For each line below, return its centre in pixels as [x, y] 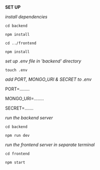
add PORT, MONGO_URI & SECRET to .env [48, 79]
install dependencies [26, 17]
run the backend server [29, 118]
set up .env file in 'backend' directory [43, 61]
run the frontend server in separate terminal [50, 145]
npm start [15, 163]
